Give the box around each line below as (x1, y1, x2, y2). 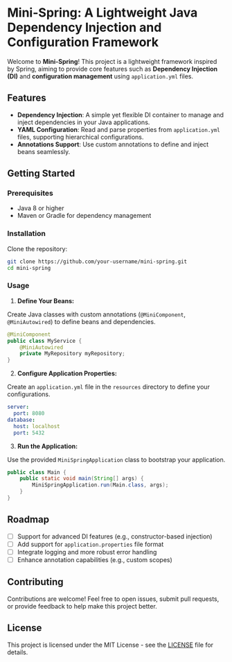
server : (7, 404, 30, 411)
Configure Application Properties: (17, 369, 118, 377)
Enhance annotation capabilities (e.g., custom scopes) (17, 555, 173, 563)
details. (7, 647, 28, 656)
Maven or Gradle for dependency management (17, 212, 152, 220)
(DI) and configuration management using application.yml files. (7, 71, 194, 80)
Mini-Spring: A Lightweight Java (7, 5, 198, 21)
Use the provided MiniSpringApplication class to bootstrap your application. (7, 455, 226, 464)
